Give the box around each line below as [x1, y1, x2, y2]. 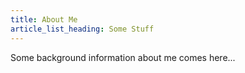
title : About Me [10, 14, 78, 25]
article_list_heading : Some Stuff [10, 24, 155, 34]
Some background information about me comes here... [10, 51, 236, 63]
